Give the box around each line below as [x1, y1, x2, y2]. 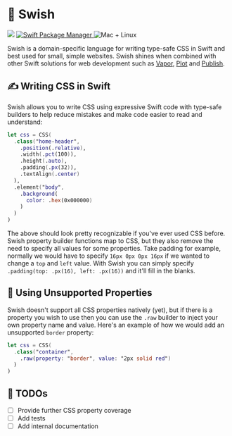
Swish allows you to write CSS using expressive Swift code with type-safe [7, 102, 222, 111]
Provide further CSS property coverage [17, 406, 131, 414]
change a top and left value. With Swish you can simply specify [7, 259, 195, 267]
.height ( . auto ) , [20, 158, 68, 165]
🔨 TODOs [7, 387, 48, 399]
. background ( [20, 190, 58, 197]
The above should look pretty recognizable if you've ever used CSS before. [7, 229, 226, 237]
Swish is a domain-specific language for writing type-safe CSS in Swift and [7, 44, 225, 52]
